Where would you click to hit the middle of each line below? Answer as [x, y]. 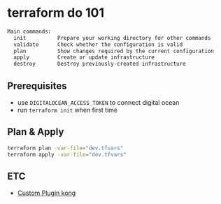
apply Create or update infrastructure [84, 57]
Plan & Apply [36, 132]
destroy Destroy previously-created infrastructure [100, 64]
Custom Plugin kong [47, 193]
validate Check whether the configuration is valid [98, 44]
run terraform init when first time [67, 110]
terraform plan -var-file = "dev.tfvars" [65, 148]
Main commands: [29, 31]
